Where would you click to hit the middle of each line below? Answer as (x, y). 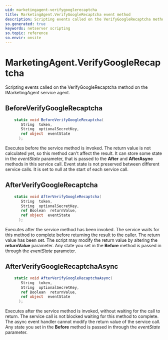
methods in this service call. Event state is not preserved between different (82, 164)
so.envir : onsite (23, 38)
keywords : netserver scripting (38, 29)
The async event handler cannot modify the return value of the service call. (83, 322)
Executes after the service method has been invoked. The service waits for (82, 230)
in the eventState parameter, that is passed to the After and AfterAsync (79, 159)
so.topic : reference (27, 33)
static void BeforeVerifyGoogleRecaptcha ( (59, 120)
